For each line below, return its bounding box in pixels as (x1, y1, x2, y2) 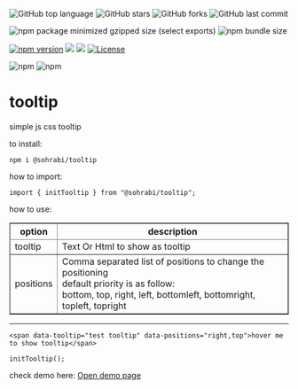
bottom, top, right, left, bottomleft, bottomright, (61, 288, 255, 300)
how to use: (9, 204, 52, 214)
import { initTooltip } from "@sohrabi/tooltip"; (9, 188, 197, 197)
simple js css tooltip (9, 121, 82, 132)
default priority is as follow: (61, 277, 176, 290)
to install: (9, 138, 43, 149)
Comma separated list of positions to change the (61, 255, 264, 268)
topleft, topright (61, 300, 127, 312)
